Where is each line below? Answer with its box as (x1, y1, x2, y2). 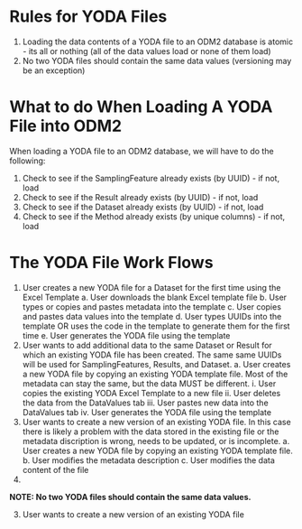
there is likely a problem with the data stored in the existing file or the (22, 426, 279, 437)
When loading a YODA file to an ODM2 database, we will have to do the (9, 145, 274, 156)
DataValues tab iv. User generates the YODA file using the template (22, 406, 272, 417)
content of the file (22, 464, 89, 475)
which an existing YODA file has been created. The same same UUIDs (22, 349, 282, 360)
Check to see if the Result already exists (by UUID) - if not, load (22, 191, 259, 202)
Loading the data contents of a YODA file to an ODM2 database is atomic (22, 36, 294, 47)
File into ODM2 (9, 116, 123, 136)
